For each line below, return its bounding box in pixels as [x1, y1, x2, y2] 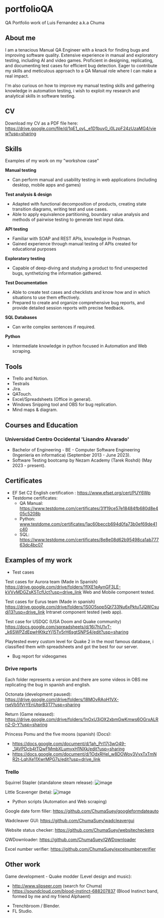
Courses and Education [5, 421, 78, 429]
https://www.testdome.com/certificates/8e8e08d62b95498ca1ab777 [19, 536, 159, 543]
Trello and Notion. [12, 375, 48, 381]
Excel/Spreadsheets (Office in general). [12, 396, 92, 402]
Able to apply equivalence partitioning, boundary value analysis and [12, 211, 149, 217]
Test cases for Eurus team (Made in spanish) [5, 599, 95, 604]
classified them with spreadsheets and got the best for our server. [5, 644, 139, 650]
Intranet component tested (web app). [46, 609, 123, 615]
